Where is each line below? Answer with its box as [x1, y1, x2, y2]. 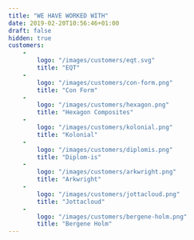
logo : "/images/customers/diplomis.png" [37, 146, 173, 154]
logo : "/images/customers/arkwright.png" [37, 168, 177, 176]
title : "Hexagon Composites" [37, 109, 134, 117]
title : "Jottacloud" [37, 198, 105, 206]
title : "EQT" [37, 64, 81, 72]
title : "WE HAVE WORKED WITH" [8, 11, 109, 20]
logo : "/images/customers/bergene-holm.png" [37, 213, 188, 221]
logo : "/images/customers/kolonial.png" [37, 123, 173, 131]
